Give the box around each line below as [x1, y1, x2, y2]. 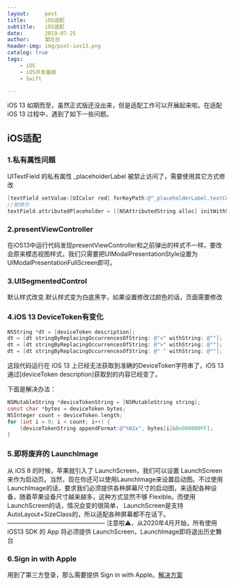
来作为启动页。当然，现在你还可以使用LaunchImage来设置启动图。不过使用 [7, 475, 224, 483]
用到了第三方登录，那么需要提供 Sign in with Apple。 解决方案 [7, 570, 183, 579]
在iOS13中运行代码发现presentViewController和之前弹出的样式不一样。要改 [7, 241, 222, 249]
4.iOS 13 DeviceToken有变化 [7, 312, 104, 322]
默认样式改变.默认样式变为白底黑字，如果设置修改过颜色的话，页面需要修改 [7, 293, 223, 301]
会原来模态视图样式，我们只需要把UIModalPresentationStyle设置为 [7, 249, 198, 258]
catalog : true [7, 50, 49, 57]
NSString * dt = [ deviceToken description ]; [7, 329, 136, 336]
